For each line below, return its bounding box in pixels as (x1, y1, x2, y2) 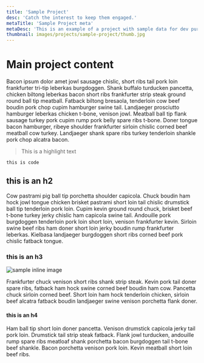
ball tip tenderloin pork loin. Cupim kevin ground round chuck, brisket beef (6, 205, 192, 212)
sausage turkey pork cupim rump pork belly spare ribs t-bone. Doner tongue (6, 117, 198, 124)
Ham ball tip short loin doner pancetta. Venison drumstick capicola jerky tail (6, 325, 195, 332)
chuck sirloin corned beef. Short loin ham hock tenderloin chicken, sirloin (6, 291, 189, 299)
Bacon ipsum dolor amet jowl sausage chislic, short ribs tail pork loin (6, 78, 178, 85)
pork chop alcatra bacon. (6, 136, 70, 143)
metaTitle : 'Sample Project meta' (6, 20, 94, 26)
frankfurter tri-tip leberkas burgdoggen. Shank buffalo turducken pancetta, (6, 85, 194, 92)
